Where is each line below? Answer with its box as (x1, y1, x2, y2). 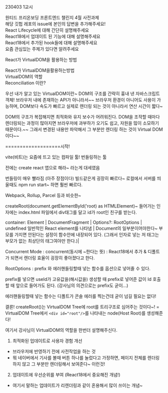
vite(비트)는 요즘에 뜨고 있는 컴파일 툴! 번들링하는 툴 (5, 154, 107, 160)
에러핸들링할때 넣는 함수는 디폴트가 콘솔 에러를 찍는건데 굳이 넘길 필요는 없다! (5, 293, 156, 299)
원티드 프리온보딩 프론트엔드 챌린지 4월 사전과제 (5, 15, 99, 21)
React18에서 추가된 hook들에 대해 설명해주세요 (5, 40, 98, 46)
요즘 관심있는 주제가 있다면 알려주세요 (5, 46, 79, 52)
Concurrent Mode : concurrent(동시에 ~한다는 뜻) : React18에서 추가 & (5, 249, 147, 254)
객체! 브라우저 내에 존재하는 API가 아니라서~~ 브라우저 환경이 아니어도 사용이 (5, 97, 156, 103)
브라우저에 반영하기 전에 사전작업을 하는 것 (12, 348, 96, 354)
